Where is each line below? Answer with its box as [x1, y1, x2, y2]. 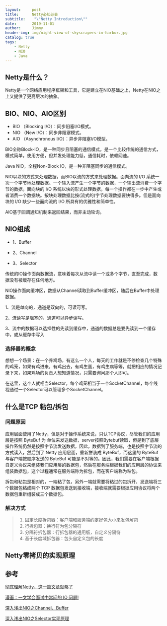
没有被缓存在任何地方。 [9, 277, 58, 283]
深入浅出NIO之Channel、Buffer [5, 605, 69, 611]
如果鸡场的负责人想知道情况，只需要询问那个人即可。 [22, 370, 132, 376]
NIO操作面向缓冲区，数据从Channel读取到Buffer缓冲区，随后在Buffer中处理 [5, 287, 160, 293]
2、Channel [12, 249, 37, 256]
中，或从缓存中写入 [5, 331, 45, 338]
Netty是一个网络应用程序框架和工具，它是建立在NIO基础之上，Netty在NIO [5, 87, 157, 93]
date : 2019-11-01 [5, 21, 55, 26]
